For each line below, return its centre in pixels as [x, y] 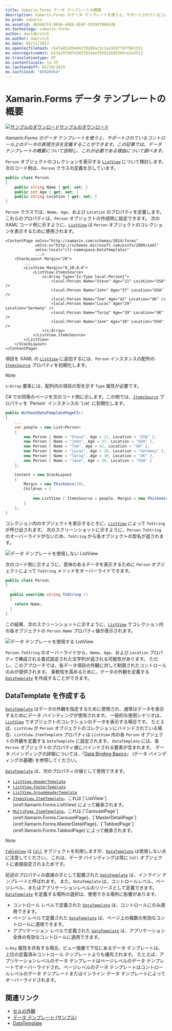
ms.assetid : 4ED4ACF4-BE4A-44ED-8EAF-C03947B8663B [60, 24]
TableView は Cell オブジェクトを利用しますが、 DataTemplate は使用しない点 [86, 851]
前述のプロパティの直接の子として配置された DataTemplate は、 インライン [83, 875]
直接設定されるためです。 [41, 864]
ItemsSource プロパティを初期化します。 [47, 365]
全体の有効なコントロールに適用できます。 [57, 937]
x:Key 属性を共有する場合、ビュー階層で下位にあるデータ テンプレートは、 [84, 948]
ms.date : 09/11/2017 [27, 44]
